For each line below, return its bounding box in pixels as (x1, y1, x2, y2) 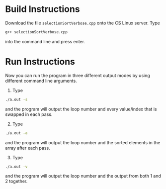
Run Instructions (5, 56, 76, 67)
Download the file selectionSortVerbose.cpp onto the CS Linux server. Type (5, 20, 160, 26)
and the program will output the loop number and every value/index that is (5, 106, 157, 112)
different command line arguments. (5, 78, 77, 84)
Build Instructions (5, 3, 81, 15)
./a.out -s (5, 97, 28, 102)
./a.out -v (5, 164, 28, 169)
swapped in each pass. (5, 111, 53, 117)
